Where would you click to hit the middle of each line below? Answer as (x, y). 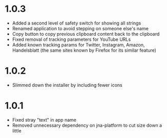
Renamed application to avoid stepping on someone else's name (80, 28)
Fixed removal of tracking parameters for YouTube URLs (71, 39)
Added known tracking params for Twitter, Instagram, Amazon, (78, 44)
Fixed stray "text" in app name (44, 120)
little (17, 130)
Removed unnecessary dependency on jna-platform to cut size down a (87, 125)
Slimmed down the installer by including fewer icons (67, 85)
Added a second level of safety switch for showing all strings (77, 23)
